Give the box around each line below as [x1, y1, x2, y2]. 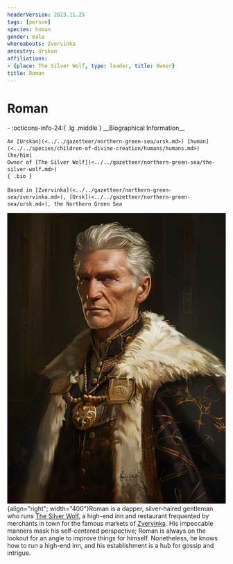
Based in [7, 186, 33, 194]
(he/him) [7, 151, 33, 159]
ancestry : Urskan [7, 48, 58, 55]
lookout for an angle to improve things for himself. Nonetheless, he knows [7, 533, 218, 542]
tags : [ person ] [7, 18, 51, 26]
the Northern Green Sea [53, 200, 123, 208]
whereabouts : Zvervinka [7, 40, 76, 48]
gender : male [7, 33, 45, 40]
